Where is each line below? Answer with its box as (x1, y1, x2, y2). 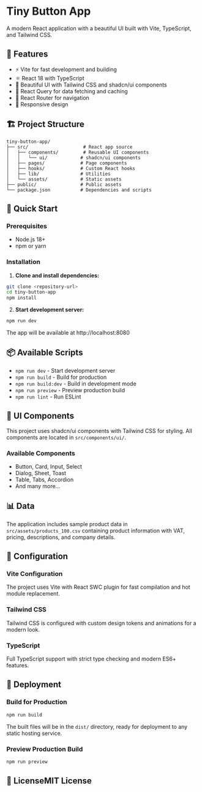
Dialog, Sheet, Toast (15, 469, 66, 476)
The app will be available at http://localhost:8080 (6, 329, 130, 336)
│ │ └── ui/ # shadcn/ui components (6, 155, 141, 161)
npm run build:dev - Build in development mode (15, 379, 137, 387)
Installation (6, 258, 41, 266)
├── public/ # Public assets (6, 181, 122, 188)
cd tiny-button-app (6, 289, 56, 295)
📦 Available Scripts (6, 347, 83, 358)
